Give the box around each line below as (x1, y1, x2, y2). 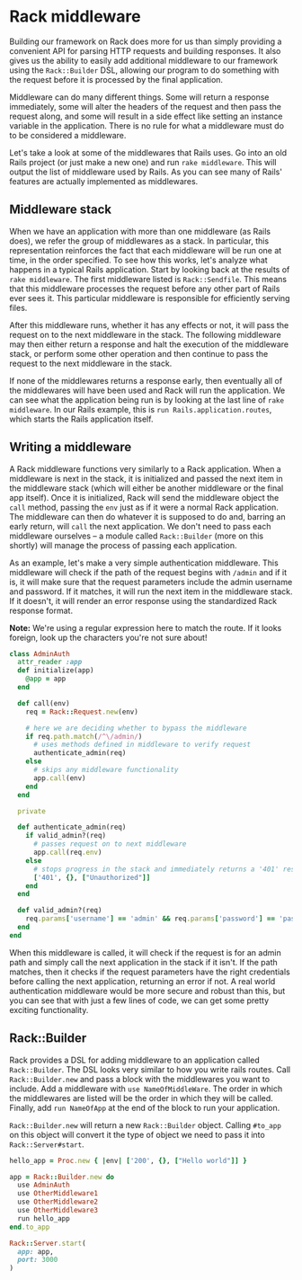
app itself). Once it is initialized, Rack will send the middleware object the (9, 492, 280, 502)
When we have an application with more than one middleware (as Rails (9, 226, 271, 236)
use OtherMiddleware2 (17, 1197, 99, 1206)
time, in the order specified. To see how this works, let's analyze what (9, 254, 268, 265)
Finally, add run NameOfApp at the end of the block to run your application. (9, 1102, 280, 1113)
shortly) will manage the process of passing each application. (9, 539, 237, 550)
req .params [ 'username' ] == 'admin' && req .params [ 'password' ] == (25, 914, 276, 923)
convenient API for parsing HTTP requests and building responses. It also (9, 45, 281, 56)
